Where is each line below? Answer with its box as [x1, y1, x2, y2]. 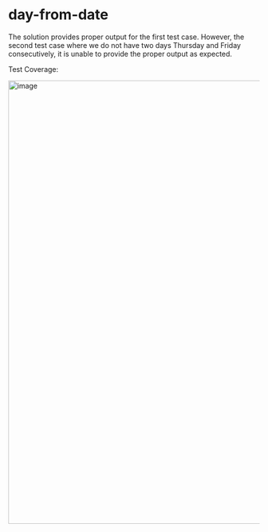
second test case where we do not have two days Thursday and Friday [8, 40, 242, 50]
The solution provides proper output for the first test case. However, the [8, 32, 245, 42]
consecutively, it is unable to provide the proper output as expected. [8, 49, 233, 58]
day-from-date [8, 6, 109, 24]
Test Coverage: [8, 64, 59, 73]
